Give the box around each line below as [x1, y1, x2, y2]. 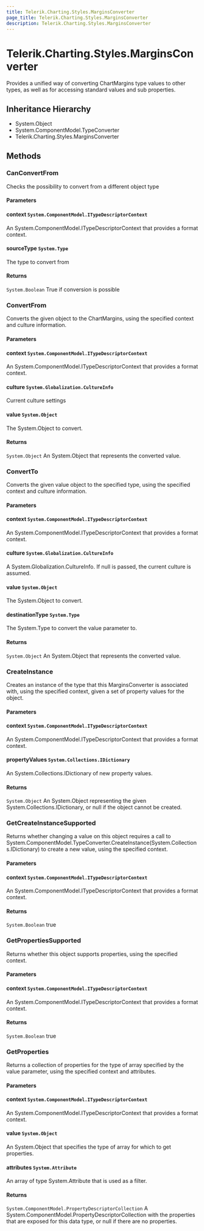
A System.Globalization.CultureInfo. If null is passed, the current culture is [6, 563, 191, 570]
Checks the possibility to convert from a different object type [6, 182, 160, 190]
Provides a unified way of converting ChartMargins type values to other [6, 80, 186, 87]
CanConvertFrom [6, 169, 59, 178]
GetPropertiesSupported [6, 936, 81, 945]
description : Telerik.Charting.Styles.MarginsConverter [6, 20, 151, 26]
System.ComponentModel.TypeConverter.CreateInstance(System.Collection [6, 839, 197, 847]
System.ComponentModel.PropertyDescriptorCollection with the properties [6, 1211, 195, 1219]
